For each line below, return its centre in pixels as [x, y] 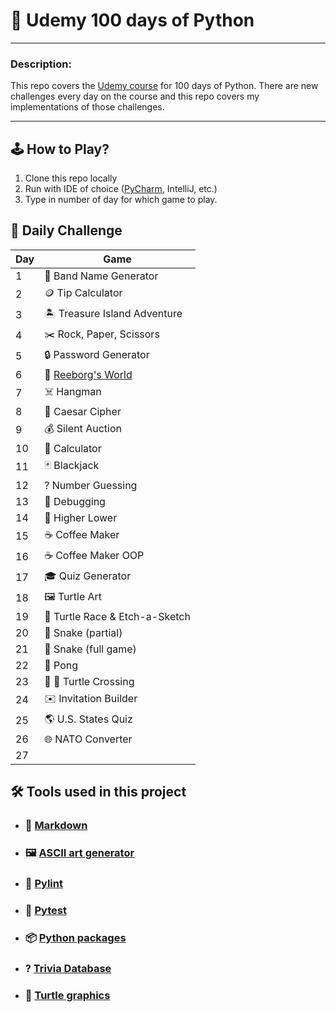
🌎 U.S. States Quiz [88, 719]
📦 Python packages [75, 937]
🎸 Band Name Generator [101, 276]
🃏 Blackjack [72, 465]
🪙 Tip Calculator [83, 292]
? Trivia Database [68, 968]
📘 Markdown [56, 826]
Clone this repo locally [71, 178]
